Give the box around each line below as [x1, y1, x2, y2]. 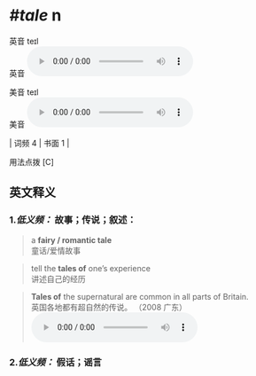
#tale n [9, 5, 62, 26]
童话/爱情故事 [30, 245, 81, 255]
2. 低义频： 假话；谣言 [9, 356, 102, 368]
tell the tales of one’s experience [30, 262, 151, 273]
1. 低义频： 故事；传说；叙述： [9, 214, 137, 226]
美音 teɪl [9, 86, 39, 98]
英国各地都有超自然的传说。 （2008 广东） [30, 302, 188, 312]
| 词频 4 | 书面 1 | [9, 137, 70, 148]
